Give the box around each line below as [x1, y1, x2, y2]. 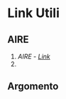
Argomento [7, 80, 59, 93]
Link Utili [7, 5, 60, 21]
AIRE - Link [17, 52, 51, 61]
